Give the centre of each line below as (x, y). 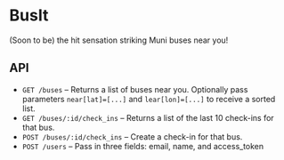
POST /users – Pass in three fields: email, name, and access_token (143, 146)
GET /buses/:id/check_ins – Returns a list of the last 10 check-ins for (148, 117)
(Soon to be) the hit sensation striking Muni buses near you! (119, 40)
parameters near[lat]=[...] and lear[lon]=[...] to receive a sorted (149, 99)
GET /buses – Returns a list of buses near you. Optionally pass (135, 89)
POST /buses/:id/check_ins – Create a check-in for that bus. (132, 136)
